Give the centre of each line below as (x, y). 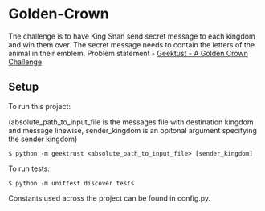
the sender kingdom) (43, 139)
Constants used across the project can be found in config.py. (110, 198)
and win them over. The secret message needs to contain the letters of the (132, 44)
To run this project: (39, 106)
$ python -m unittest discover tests (71, 183)
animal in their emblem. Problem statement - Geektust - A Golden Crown (128, 53)
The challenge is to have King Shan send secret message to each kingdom (132, 36)
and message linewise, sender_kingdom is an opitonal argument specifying (132, 130)
